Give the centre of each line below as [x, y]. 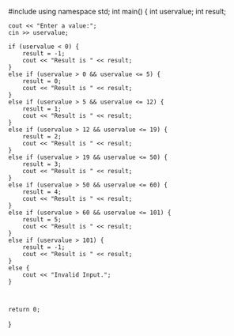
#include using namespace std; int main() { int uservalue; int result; [117, 11]
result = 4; [42, 192]
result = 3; [42, 164]
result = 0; [42, 81]
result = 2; [42, 137]
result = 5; [42, 220]
